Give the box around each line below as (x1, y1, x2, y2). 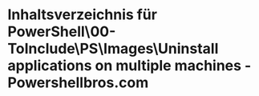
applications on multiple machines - (7, 57, 252, 75)
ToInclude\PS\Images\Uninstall (7, 40, 219, 58)
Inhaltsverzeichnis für (7, 6, 158, 24)
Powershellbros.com (7, 74, 149, 92)
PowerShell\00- (7, 22, 116, 41)
